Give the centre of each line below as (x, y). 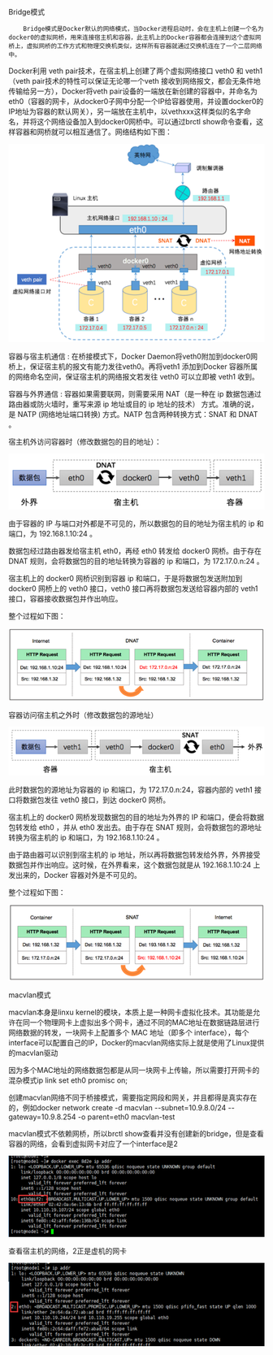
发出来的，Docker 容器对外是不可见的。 (75, 875)
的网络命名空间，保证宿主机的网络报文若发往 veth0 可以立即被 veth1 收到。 (134, 377)
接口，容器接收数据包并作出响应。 (65, 599)
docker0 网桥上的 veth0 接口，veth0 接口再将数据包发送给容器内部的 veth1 (133, 588)
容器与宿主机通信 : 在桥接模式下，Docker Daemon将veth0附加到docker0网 (133, 357)
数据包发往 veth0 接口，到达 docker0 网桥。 (96, 800)
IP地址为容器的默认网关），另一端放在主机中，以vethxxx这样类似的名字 (126, 111)
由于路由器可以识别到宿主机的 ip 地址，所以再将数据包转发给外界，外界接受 (134, 855)
